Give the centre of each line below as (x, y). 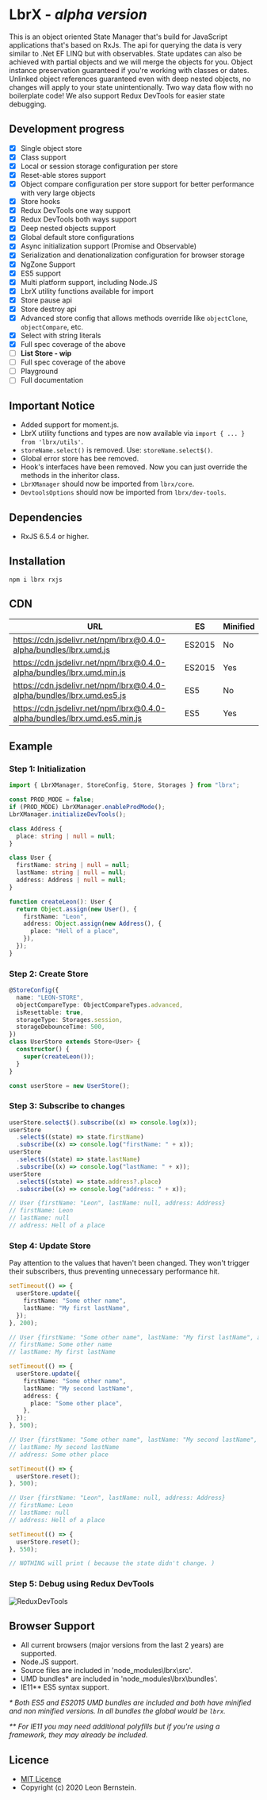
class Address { (36, 829)
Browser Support (52, 1626)
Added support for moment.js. (70, 425)
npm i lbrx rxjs (36, 580)
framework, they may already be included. (78, 1735)
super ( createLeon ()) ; (59, 1056)
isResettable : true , (50, 1012)
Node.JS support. (49, 1662)
